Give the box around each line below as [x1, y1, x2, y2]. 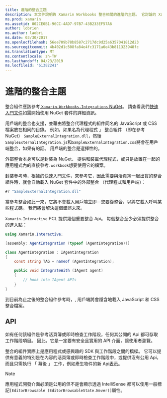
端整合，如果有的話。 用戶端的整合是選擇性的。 [5, 145, 102, 151]
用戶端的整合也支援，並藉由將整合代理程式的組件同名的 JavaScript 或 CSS [5, 120, 158, 126]
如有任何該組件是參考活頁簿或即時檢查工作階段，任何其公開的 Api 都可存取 [5, 331, 158, 337]
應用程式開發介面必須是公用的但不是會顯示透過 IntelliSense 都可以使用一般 [5, 381, 158, 387]
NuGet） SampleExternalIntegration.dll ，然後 [5, 133, 102, 139]
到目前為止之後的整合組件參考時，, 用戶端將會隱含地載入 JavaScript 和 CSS [5, 296, 160, 302]
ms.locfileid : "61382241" [5, 63, 59, 68]
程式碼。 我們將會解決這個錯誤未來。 [9, 205, 85, 211]
